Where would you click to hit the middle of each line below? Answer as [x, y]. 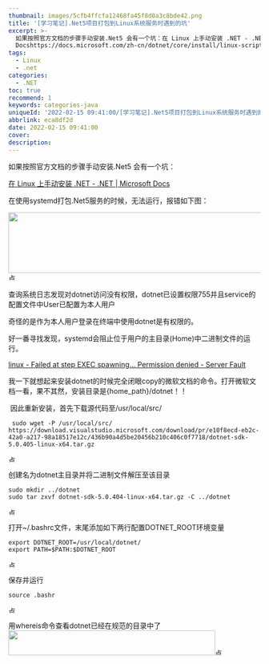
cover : [19, 135]
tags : [17, 53]
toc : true [25, 90]
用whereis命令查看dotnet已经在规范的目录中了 [85, 626]
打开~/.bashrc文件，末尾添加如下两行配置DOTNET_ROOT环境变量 [116, 527]
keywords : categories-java [53, 105]
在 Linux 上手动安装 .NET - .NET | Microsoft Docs [89, 183]
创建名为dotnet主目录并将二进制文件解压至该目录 [89, 475]
